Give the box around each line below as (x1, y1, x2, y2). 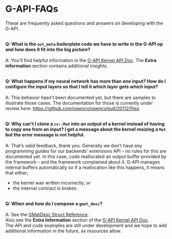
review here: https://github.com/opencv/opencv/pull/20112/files (5, 105, 140, 111)
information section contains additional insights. (5, 63, 108, 69)
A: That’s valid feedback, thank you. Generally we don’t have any (5, 142, 142, 149)
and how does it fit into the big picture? (5, 46, 91, 52)
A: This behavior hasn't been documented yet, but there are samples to (5, 94, 156, 101)
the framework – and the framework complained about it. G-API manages (5, 158, 160, 165)
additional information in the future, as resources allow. (5, 228, 122, 234)
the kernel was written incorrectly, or (12, 180, 91, 186)
